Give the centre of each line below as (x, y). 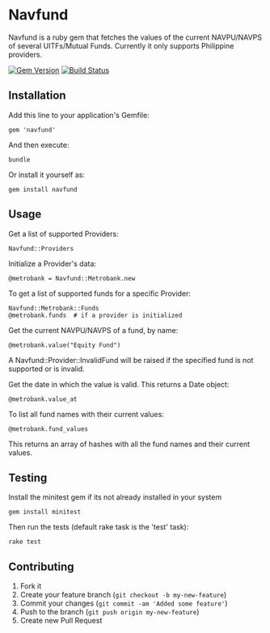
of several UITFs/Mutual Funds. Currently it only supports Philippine (121, 45)
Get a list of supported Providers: (63, 234)
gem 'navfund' (32, 130)
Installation (37, 96)
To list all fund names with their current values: (86, 414)
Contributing (41, 566)
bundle (19, 159)
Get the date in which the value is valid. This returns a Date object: (119, 384)
